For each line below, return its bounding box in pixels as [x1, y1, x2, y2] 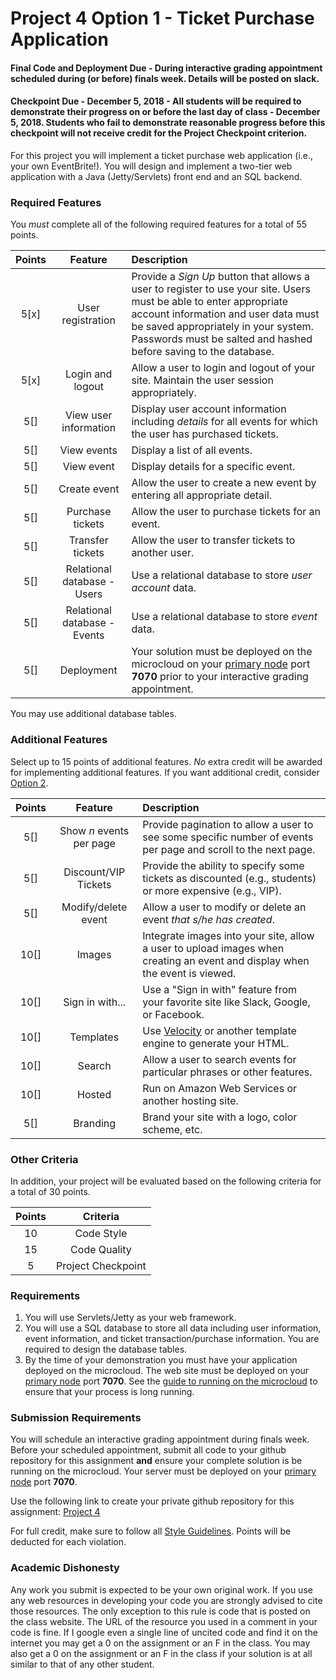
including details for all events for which [131, 415, 318, 429]
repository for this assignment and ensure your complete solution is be [10, 1455, 303, 1467]
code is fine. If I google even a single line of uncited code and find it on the [10, 1626, 318, 1638]
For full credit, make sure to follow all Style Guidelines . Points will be [10, 1525, 292, 1537]
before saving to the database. [131, 345, 275, 359]
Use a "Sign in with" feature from [142, 982, 298, 996]
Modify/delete [61, 900, 128, 914]
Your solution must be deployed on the [131, 645, 313, 659]
